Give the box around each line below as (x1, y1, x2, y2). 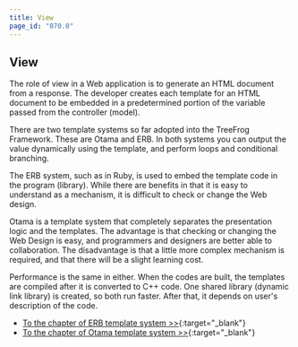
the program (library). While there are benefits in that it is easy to (9, 180, 249, 191)
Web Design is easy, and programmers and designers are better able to (9, 235, 273, 247)
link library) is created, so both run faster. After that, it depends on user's (9, 291, 278, 301)
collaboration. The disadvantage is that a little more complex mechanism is (9, 245, 285, 256)
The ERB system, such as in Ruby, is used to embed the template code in (9, 170, 278, 181)
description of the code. (9, 300, 98, 311)
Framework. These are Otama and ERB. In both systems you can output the (9, 134, 286, 144)
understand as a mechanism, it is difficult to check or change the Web (9, 189, 268, 200)
